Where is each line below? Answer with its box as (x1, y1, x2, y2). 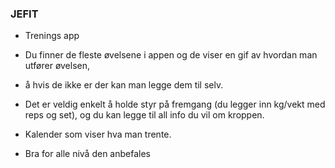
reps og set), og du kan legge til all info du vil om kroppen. (24, 109, 265, 121)
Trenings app (24, 30, 80, 42)
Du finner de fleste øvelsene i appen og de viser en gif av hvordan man (24, 49, 318, 61)
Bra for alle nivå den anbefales (24, 148, 151, 160)
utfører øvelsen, (24, 60, 91, 72)
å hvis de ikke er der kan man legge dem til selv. (24, 79, 224, 91)
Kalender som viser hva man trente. (24, 128, 172, 141)
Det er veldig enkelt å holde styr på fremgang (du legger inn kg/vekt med (24, 98, 326, 111)
